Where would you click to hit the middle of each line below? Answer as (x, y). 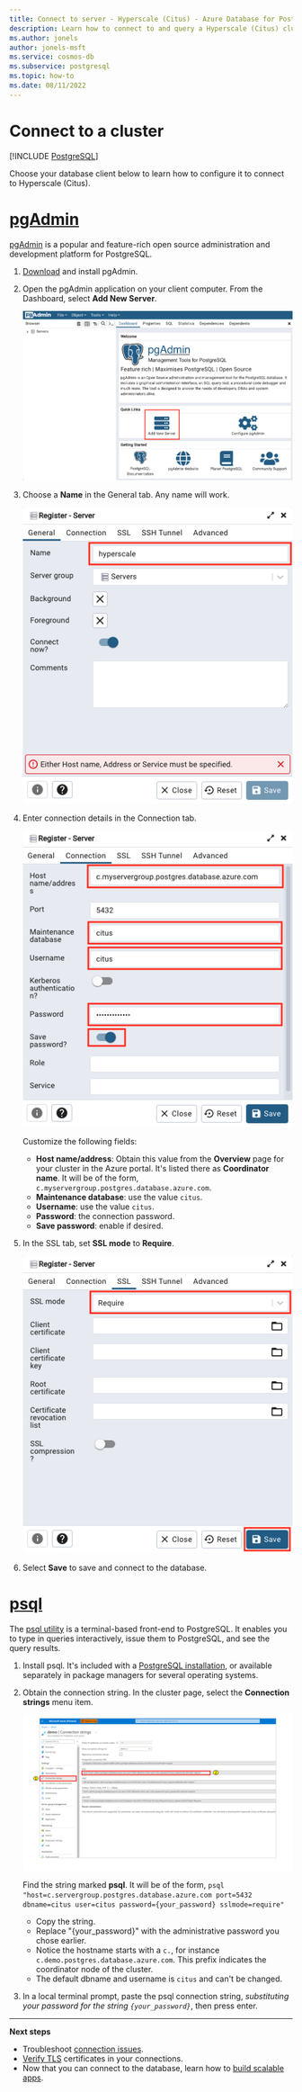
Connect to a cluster (87, 131)
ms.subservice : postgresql (60, 67)
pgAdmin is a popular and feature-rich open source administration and (140, 244)
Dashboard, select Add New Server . (89, 298)
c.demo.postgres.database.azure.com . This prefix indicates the (151, 1960)
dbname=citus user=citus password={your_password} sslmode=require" (153, 1905)
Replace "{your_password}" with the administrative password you (158, 1931)
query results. (35, 1648)
